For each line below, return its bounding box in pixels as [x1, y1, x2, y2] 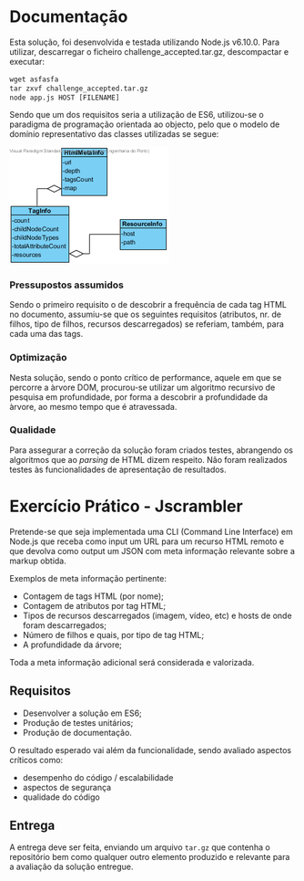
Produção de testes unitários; [22, 717, 134, 728]
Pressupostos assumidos [9, 278, 125, 291]
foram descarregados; [22, 619, 107, 631]
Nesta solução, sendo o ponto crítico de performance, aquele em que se [9, 372, 282, 383]
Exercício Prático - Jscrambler [9, 496, 243, 517]
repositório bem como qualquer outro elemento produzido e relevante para [9, 852, 290, 863]
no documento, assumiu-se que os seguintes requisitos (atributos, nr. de [9, 309, 282, 320]
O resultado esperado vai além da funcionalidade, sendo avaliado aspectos [9, 744, 292, 755]
